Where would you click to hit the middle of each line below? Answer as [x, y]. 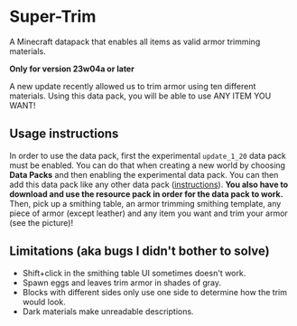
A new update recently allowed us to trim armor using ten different [133, 86]
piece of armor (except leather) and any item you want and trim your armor [149, 213]
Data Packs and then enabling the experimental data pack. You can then [144, 174]
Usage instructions [64, 134]
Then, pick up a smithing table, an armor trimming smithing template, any [145, 203]
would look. [44, 302]
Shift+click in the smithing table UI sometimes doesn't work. [134, 273]
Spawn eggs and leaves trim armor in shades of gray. [122, 283]
